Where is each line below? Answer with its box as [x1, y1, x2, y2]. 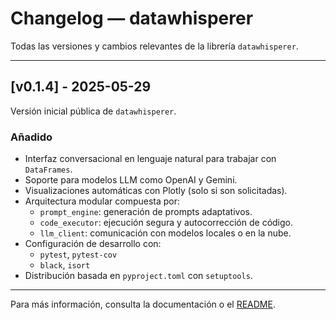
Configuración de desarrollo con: [24, 238, 162, 250]
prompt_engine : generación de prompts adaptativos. [39, 206, 253, 218]
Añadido [10, 130, 53, 144]
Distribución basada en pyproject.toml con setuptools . [24, 270, 253, 282]
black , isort [39, 259, 91, 271]
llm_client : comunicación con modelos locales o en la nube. [39, 227, 292, 239]
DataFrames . [24, 163, 73, 176]
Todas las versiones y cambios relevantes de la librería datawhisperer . [10, 40, 299, 52]
